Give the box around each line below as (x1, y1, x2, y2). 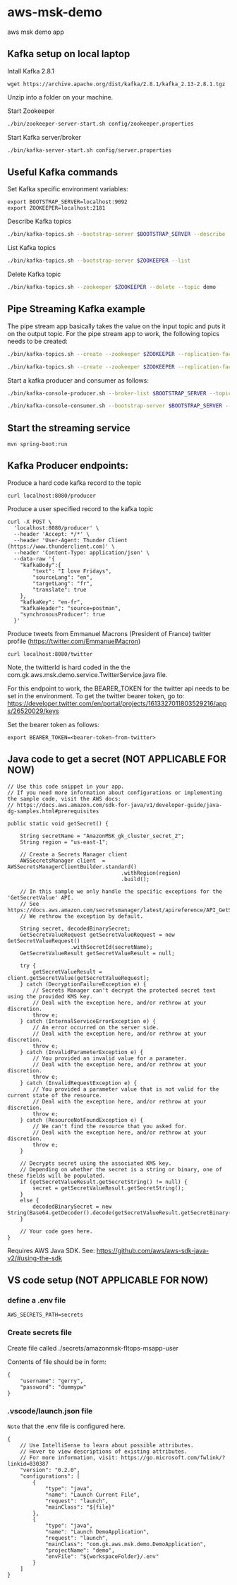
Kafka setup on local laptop (7, 48, 130, 60)
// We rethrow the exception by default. (20, 912, 143, 920)
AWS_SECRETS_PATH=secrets (7, 1311, 83, 1319)
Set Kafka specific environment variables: (7, 185, 128, 193)
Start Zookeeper (7, 107, 55, 115)
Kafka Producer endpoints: (7, 460, 129, 472)
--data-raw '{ (13, 555, 55, 562)
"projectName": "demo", (44, 1547, 115, 1554)
